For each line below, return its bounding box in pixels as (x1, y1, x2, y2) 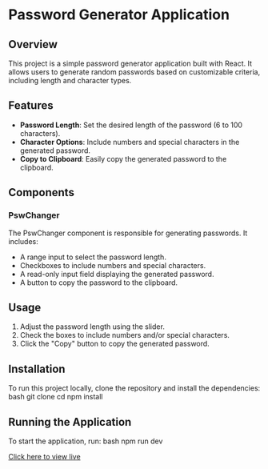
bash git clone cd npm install (8, 392, 103, 402)
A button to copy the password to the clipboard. (19, 278, 178, 287)
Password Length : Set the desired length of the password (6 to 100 (19, 120, 242, 130)
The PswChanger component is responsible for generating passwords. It (8, 228, 248, 238)
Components (8, 186, 74, 199)
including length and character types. (8, 76, 132, 85)
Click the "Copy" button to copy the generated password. (19, 339, 210, 349)
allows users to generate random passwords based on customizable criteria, (8, 67, 261, 77)
